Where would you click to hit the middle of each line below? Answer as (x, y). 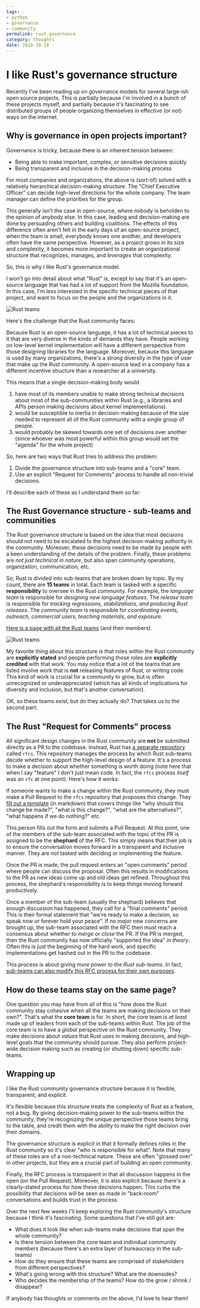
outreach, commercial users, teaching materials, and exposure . (84, 617)
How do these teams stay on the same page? (91, 990)
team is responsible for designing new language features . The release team (99, 598)
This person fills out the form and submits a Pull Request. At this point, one (98, 828)
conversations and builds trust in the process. (62, 1199)
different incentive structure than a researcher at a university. (81, 370)
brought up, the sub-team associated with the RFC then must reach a (91, 927)
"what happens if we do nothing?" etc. (53, 816)
